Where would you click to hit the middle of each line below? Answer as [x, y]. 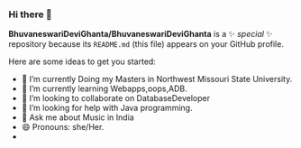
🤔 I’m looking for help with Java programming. [107, 108]
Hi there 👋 [31, 14]
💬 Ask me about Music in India [78, 117]
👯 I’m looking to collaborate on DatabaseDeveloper [116, 98]
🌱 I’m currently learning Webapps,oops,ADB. [104, 88]
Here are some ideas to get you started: [82, 61]
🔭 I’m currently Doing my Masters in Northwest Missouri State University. [157, 79]
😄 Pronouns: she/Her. [63, 127]
